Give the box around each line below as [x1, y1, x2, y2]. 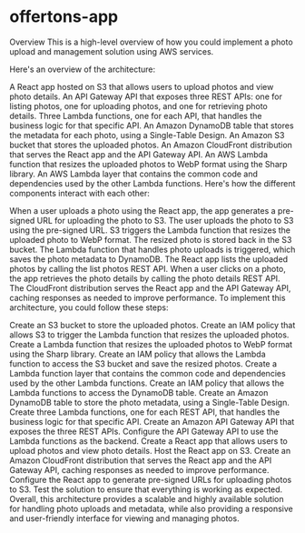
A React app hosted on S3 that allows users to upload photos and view [9, 81, 274, 92]
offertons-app [9, 6, 119, 27]
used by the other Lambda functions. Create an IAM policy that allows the [9, 377, 284, 388]
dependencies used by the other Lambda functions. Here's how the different [9, 177, 296, 188]
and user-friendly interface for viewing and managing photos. [9, 512, 240, 524]
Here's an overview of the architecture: [9, 64, 156, 75]
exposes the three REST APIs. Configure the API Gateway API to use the [9, 426, 279, 437]
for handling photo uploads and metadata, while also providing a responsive [9, 503, 293, 514]
